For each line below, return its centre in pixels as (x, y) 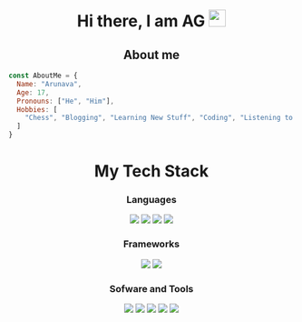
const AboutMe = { (43, 75)
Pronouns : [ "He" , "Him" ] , (66, 101)
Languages (151, 200)
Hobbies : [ (37, 109)
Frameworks (151, 244)
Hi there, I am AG (141, 21)
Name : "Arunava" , (49, 84)
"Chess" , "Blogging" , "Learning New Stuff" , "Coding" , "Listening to (159, 118)
